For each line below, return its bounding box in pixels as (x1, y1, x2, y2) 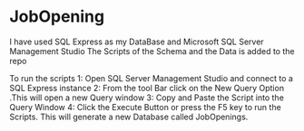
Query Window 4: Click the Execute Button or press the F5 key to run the (9, 101, 281, 112)
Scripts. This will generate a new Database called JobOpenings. (9, 111, 249, 122)
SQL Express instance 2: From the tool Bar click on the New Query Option (9, 82, 284, 93)
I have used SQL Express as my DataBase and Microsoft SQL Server (9, 36, 265, 47)
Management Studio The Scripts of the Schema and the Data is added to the (9, 45, 295, 56)
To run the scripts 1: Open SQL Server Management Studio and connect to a (9, 72, 293, 83)
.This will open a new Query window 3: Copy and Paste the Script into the (9, 92, 284, 103)
